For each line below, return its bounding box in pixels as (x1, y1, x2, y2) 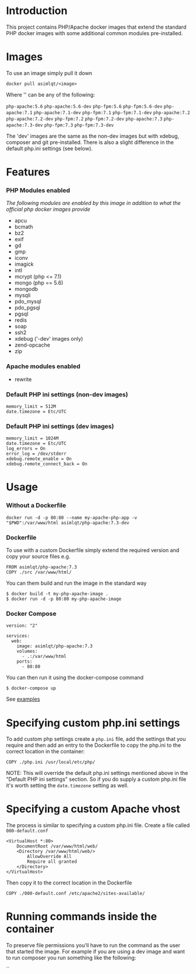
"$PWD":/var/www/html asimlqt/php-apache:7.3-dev (6, 520, 130, 526)
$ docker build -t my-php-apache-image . (6, 591, 109, 597)
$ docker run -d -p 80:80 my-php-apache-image (6, 596, 122, 602)
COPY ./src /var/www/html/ (6, 570, 72, 575)
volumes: (16, 649, 38, 654)
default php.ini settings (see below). (6, 145, 93, 152)
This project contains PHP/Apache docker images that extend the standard (6, 23, 187, 30)
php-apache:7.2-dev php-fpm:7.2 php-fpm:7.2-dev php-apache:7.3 (6, 116, 163, 122)
